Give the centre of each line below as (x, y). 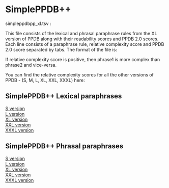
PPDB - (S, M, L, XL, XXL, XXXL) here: (45, 80)
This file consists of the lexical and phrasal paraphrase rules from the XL (81, 33)
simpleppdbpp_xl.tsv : (28, 23)
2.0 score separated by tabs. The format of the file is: (61, 49)
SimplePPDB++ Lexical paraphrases (64, 96)
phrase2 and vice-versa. (31, 65)
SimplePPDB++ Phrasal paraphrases (64, 146)
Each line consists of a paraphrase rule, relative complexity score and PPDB (85, 44)
